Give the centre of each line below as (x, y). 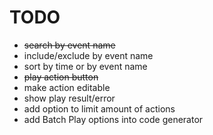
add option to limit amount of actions (99, 108)
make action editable (67, 87)
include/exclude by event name (88, 55)
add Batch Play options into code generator (113, 119)
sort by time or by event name (85, 66)
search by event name (69, 45)
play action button (61, 77)
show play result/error (69, 98)
